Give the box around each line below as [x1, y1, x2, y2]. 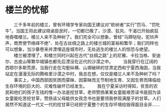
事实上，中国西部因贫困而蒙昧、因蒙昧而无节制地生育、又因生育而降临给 [13, 77, 161, 83]
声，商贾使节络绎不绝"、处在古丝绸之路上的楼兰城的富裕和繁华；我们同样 [5, 40, 155, 46]
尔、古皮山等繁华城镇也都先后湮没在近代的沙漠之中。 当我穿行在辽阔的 [5, 58, 158, 64]
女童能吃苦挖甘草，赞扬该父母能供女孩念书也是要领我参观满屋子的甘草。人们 [5, 95, 161, 101]
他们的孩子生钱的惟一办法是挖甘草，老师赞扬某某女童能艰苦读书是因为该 [13, 89, 161, 95]
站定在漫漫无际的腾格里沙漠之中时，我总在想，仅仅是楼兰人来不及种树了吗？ [5, 71, 161, 77]
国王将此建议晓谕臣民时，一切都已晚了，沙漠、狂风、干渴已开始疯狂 [20, 28, 159, 33]
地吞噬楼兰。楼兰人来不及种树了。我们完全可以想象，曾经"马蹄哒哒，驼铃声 [5, 34, 159, 40]
